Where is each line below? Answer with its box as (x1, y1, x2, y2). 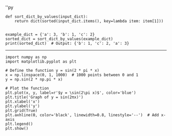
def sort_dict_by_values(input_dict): (5, 14, 88, 19)
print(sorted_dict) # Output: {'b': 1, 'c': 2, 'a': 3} (5, 41, 130, 46)
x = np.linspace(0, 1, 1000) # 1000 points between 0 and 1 (5, 72, 139, 77)
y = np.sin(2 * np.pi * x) (5, 77, 63, 82)
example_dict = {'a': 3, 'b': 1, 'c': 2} (5, 32, 95, 37)
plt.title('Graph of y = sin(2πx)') (5, 95, 83, 100)
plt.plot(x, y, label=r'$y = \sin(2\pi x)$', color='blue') (5, 90, 137, 95)
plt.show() (5, 126, 29, 131)
